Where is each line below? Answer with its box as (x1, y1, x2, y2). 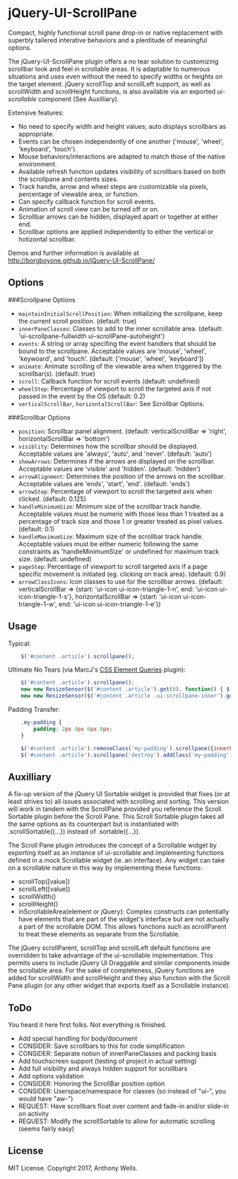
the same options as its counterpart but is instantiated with (8, 819, 179, 829)
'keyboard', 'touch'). (18, 144, 77, 153)
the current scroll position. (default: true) (18, 316, 137, 325)
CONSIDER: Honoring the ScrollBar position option (18, 1079, 165, 1088)
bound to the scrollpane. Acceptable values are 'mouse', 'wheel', (18, 347, 207, 355)
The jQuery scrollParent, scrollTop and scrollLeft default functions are (8, 943, 211, 953)
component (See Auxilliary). (38, 94, 119, 103)
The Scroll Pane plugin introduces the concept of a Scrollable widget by (8, 841, 218, 850)
